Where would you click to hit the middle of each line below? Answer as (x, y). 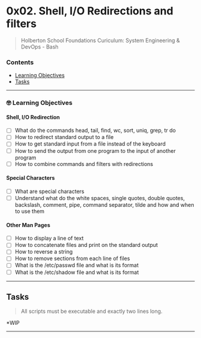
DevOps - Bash (39, 47)
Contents (20, 62)
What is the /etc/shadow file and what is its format (77, 272)
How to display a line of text (49, 239)
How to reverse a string (44, 252)
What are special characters (50, 191)
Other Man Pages (28, 225)
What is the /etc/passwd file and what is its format (77, 265)
